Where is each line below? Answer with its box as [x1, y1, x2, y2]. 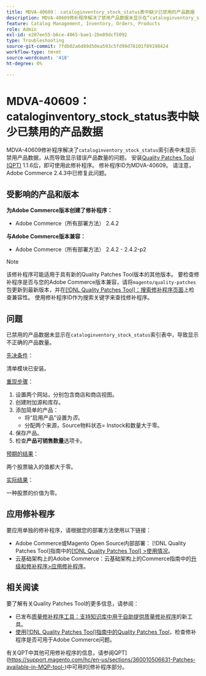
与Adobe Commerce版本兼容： [6, 233, 86, 240]
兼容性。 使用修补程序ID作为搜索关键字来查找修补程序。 [11, 294, 153, 301]
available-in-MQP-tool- [6, 663, 65, 670]
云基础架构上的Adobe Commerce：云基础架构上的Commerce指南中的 [15, 554, 192, 562]
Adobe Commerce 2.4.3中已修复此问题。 [6, 170, 110, 177]
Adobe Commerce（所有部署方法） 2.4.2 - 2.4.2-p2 [15, 246, 147, 253]
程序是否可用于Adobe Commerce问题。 [15, 635, 115, 643]
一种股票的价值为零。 [6, 489, 60, 497]
